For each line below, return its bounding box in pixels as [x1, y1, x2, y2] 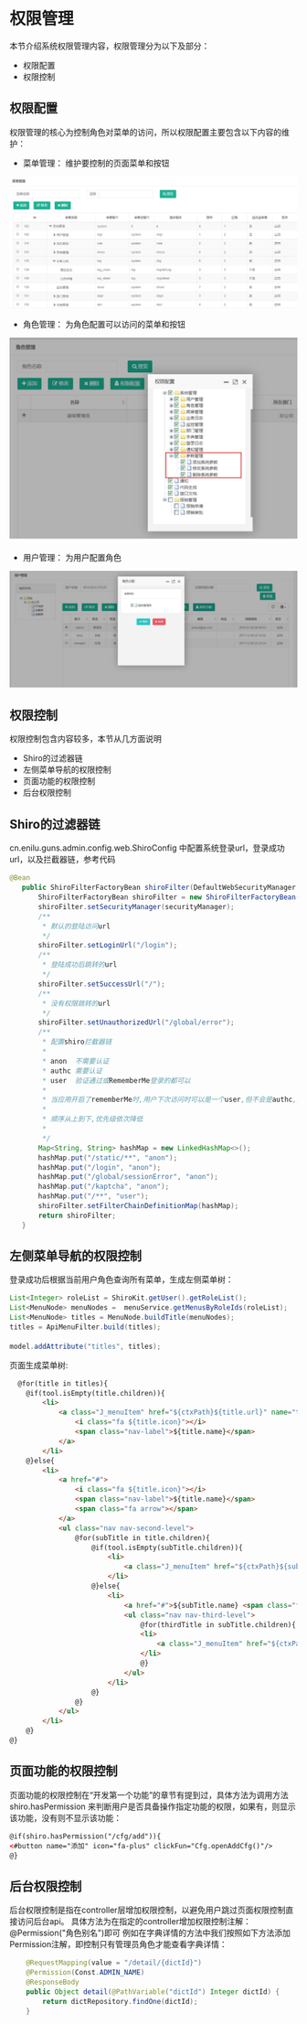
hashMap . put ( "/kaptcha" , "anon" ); [37, 1182, 170, 1192]
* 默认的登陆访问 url [42, 921, 111, 931]
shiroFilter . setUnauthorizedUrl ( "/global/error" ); [37, 1018, 235, 1027]
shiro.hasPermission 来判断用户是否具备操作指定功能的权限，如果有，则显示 [9, 1801, 296, 1812]
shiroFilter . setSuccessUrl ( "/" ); [37, 980, 166, 989]
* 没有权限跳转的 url [42, 999, 111, 1008]
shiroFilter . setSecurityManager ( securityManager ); [37, 902, 235, 911]
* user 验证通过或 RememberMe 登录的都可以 [42, 1076, 191, 1085]
